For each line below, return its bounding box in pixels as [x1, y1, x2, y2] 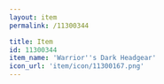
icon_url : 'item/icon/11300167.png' [9, 62, 144, 71]
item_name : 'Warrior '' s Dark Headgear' [9, 54, 157, 63]
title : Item [9, 37, 53, 46]
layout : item [9, 12, 58, 22]
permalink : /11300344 [9, 21, 90, 30]
